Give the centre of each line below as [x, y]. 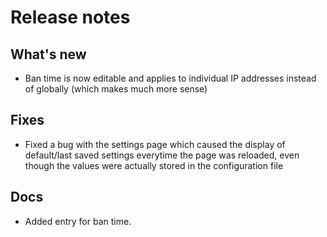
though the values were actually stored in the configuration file [154, 165]
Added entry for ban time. [78, 221]
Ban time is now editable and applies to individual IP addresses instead [170, 78]
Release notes [70, 17]
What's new [48, 54]
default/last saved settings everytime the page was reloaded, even [162, 155]
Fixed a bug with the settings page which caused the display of [155, 144]
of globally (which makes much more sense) [116, 89]
